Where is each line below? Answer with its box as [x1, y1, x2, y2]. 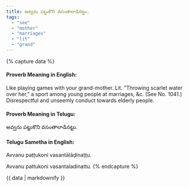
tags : [6, 14, 19, 20]
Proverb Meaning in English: [6, 71, 77, 78]
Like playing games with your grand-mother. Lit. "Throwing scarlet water [6, 84, 183, 91]
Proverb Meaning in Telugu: [6, 110, 76, 117]
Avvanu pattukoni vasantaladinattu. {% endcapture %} [6, 163, 139, 170]
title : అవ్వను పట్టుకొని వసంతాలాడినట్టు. [6, 8, 90, 15]
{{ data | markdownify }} [6, 175, 66, 182]
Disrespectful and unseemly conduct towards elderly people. [6, 97, 155, 104]
